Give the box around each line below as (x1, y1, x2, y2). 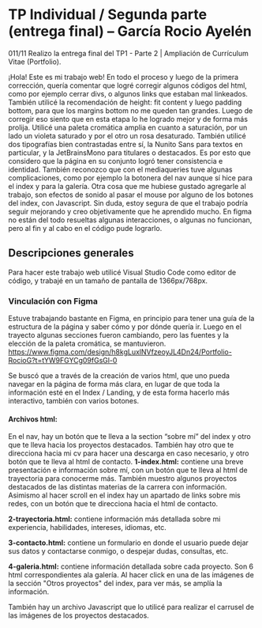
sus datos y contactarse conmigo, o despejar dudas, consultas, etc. (8, 547, 229, 556)
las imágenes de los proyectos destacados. (8, 611, 150, 620)
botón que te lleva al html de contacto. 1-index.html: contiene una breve (8, 457, 244, 467)
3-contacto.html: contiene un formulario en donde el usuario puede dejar (8, 538, 249, 547)
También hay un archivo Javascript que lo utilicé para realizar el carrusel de (8, 603, 255, 612)
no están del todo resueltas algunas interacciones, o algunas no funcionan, (8, 215, 253, 225)
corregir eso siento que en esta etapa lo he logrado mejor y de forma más (8, 114, 249, 123)
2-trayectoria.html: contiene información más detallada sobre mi (8, 514, 221, 524)
